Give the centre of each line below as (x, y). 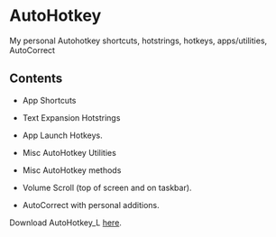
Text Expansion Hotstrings (71, 117)
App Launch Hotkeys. (63, 135)
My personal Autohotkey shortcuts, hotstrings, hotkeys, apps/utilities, (138, 41)
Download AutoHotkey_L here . (65, 223)
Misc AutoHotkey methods (72, 170)
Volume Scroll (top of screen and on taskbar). (107, 187)
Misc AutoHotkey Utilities (69, 152)
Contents (36, 79)
